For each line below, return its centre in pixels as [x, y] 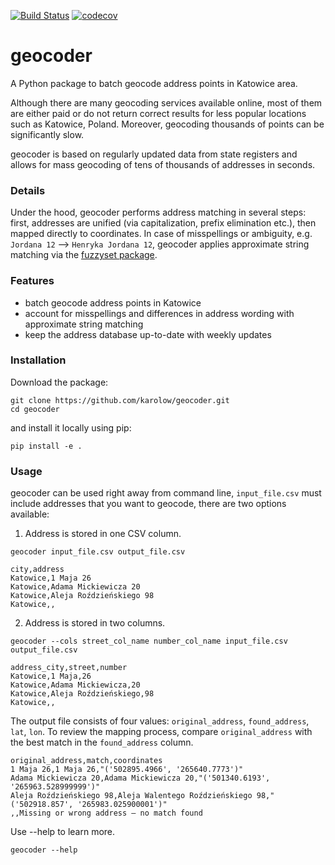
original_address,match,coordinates [86, 761]
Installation [38, 360]
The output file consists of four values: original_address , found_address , [160, 721]
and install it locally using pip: [71, 427]
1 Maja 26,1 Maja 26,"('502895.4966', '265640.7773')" [127, 770]
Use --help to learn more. [63, 832]
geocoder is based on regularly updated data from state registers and [154, 154]
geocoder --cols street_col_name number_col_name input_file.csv [149, 641]
